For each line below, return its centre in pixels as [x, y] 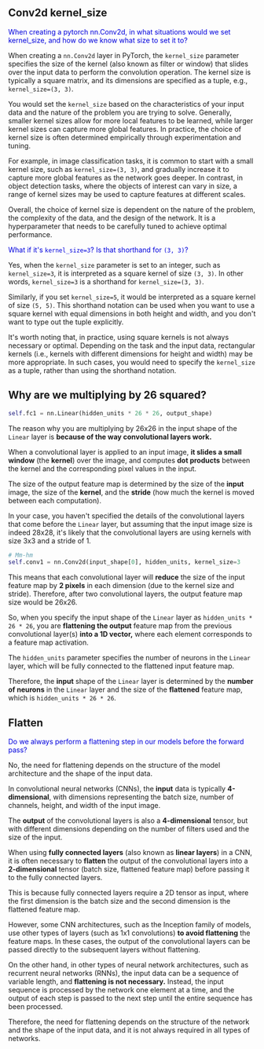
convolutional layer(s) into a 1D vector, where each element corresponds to [130, 634]
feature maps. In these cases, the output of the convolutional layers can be [129, 941]
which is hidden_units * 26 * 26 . [62, 698]
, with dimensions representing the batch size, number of [141, 797]
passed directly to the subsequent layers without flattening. [104, 950]
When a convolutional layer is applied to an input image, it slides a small [125, 451]
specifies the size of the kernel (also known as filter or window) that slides [128, 64]
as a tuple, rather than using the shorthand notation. [92, 370]
